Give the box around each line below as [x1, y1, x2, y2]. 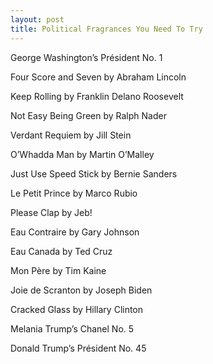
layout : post [10, 14, 65, 25]
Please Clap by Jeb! [10, 206, 93, 218]
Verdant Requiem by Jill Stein [10, 129, 132, 141]
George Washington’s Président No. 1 [10, 51, 163, 63]
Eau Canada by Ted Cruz [10, 245, 113, 257]
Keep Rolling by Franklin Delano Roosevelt [10, 90, 184, 102]
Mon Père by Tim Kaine [10, 264, 107, 276]
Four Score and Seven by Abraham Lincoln [10, 71, 187, 83]
